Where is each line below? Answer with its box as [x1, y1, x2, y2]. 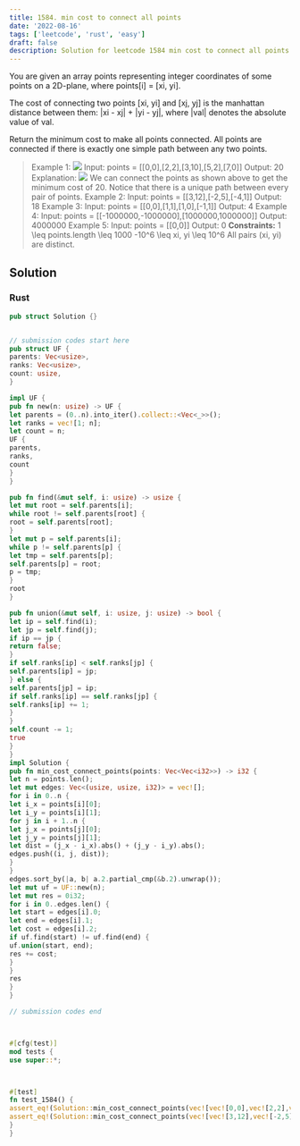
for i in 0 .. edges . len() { [9, 899, 110, 908]
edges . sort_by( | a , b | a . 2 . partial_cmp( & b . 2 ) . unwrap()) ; [9, 874, 221, 883]
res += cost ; [9, 949, 58, 958]
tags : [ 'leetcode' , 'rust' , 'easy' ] [9, 29, 146, 38]
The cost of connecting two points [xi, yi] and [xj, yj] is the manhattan [9, 97, 265, 108]
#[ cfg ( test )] [9, 1039, 58, 1048]
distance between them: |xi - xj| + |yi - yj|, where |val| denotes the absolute [9, 107, 287, 118]
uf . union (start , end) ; [9, 940, 94, 950]
